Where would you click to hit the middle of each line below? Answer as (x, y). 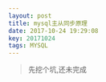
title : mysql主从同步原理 (48, 23)
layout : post (30, 16)
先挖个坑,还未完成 (57, 70)
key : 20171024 (32, 38)
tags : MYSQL (28, 46)
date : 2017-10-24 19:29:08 (53, 31)
